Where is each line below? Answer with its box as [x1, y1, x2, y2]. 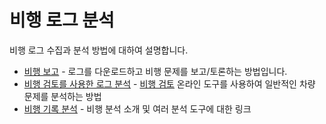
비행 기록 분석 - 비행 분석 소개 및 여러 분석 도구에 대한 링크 [23, 102, 252, 115]
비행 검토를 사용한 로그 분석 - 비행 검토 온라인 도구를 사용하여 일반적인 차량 [23, 77, 316, 90]
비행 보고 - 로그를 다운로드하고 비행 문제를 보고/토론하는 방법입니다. [23, 65, 288, 77]
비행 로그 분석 [9, 9, 115, 32]
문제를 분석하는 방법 [23, 90, 102, 102]
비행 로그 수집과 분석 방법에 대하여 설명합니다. [9, 44, 189, 56]
